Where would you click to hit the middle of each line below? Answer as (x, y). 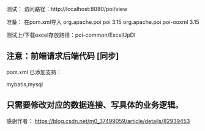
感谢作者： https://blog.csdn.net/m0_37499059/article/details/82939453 (98, 121)
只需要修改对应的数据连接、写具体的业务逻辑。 (95, 105)
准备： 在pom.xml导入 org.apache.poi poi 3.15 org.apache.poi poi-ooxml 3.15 (103, 22)
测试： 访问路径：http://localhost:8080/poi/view (67, 9)
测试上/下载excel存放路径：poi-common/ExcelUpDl (71, 35)
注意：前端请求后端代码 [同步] (63, 56)
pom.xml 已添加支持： (34, 72)
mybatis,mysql (25, 84)
